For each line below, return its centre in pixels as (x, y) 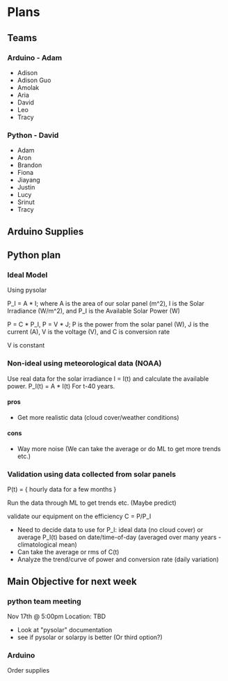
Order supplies (28, 671)
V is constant (26, 345)
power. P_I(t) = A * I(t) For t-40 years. (61, 386)
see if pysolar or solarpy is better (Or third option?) (90, 637)
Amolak (28, 87)
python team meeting (44, 601)
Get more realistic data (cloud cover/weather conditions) (98, 417)
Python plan (34, 255)
